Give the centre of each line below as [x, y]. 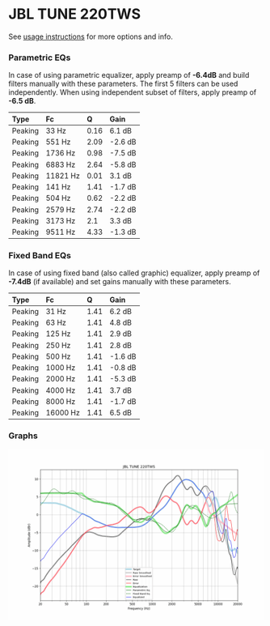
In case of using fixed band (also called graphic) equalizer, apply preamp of [134, 273]
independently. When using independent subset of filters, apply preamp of [133, 92]
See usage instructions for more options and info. [91, 36]
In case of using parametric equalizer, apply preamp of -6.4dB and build [129, 75]
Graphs [23, 436]
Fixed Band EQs [40, 255]
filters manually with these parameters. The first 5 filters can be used [123, 84]
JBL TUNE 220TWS [75, 14]
